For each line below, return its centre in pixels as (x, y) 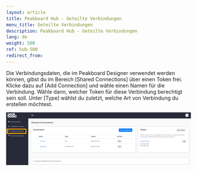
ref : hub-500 (22, 50)
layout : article (26, 12)
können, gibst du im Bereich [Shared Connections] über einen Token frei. (94, 79)
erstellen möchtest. (29, 104)
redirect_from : (25, 56)
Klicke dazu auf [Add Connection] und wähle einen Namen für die (86, 85)
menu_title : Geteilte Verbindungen (50, 25)
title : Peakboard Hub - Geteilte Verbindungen (64, 18)
